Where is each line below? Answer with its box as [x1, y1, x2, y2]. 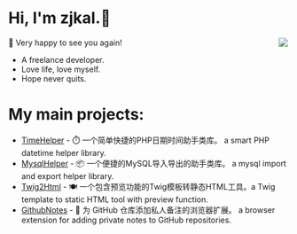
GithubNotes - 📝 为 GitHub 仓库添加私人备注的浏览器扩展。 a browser [20, 204, 276, 215]
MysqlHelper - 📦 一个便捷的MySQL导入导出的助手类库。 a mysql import [20, 158, 287, 168]
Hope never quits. [20, 73, 87, 83]
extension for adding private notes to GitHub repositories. [20, 214, 232, 225]
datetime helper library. [20, 147, 107, 158]
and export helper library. [20, 170, 114, 181]
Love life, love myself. [20, 64, 101, 74]
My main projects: [8, 105, 145, 125]
